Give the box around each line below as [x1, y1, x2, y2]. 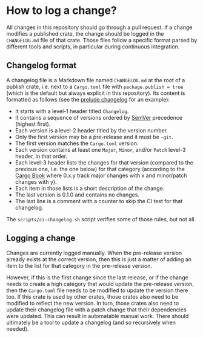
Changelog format [6, 60, 77, 71]
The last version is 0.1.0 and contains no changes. [15, 191, 139, 198]
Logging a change [6, 233, 76, 244]
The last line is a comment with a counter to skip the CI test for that [15, 197, 183, 204]
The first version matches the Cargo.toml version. [15, 140, 139, 147]
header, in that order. [15, 152, 68, 160]
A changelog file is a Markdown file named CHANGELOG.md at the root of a [6, 76, 185, 83]
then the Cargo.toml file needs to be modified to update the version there [6, 287, 188, 294]
